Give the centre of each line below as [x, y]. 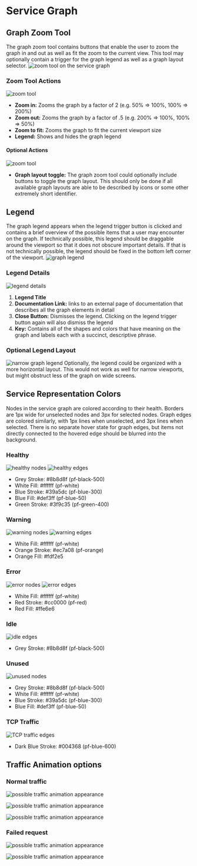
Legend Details [28, 273]
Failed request [27, 832]
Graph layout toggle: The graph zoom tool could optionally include [96, 175]
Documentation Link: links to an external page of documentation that [99, 303]
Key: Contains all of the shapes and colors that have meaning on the [98, 328]
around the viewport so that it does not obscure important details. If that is [96, 245]
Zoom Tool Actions [34, 81]
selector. [17, 66]
